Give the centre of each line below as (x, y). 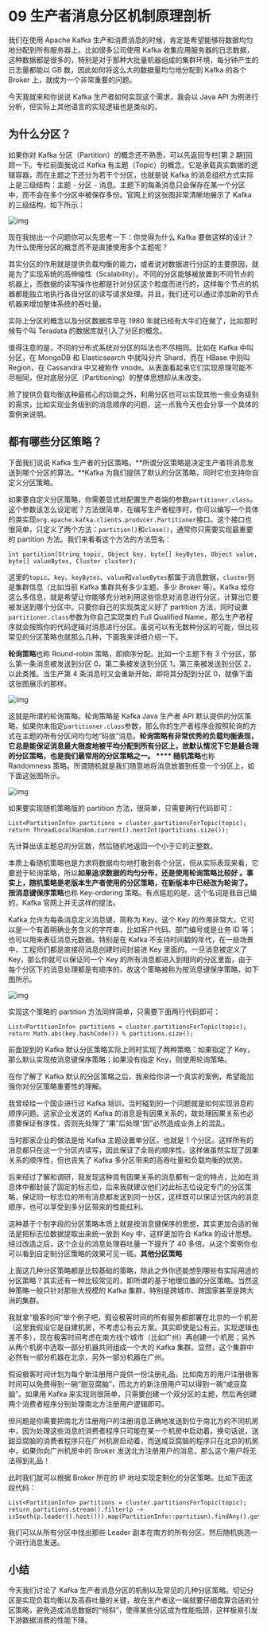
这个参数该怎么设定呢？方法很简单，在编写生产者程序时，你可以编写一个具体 (133, 509)
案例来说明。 (29, 414)
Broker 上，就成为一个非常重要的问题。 (72, 80)
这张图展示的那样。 (40, 683)
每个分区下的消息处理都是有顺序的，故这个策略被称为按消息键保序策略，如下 (133, 969)
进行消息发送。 (39, 1542)
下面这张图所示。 (36, 775)
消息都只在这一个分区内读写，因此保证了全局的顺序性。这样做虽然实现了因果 (133, 1150)
